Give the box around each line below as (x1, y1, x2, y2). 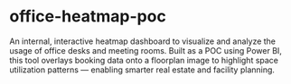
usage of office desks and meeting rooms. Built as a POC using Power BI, (9, 45, 283, 55)
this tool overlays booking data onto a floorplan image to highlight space (9, 55, 278, 65)
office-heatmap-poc (9, 6, 167, 27)
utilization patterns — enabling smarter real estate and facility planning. (9, 64, 276, 75)
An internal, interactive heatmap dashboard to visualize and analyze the (9, 36, 277, 46)
